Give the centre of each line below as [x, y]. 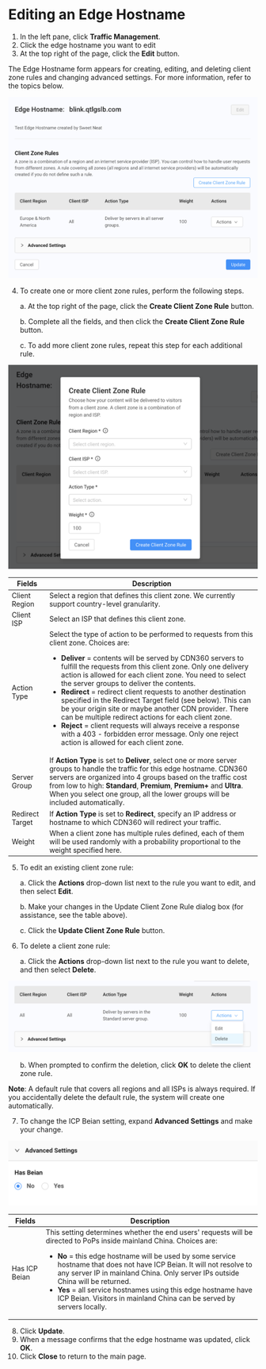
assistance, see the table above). [74, 916]
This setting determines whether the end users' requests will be [149, 1232]
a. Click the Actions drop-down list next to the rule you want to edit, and [137, 883]
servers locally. [82, 1306]
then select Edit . [46, 892]
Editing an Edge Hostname [97, 15]
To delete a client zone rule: [65, 946]
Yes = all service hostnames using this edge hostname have [155, 1290]
